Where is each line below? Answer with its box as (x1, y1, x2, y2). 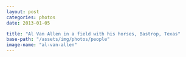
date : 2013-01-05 (6, 20, 50, 26)
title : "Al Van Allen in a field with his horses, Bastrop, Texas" (6, 31, 181, 37)
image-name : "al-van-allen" (6, 42, 78, 48)
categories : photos (6, 14, 56, 20)
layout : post (6, 8, 40, 15)
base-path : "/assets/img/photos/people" (6, 37, 111, 43)
